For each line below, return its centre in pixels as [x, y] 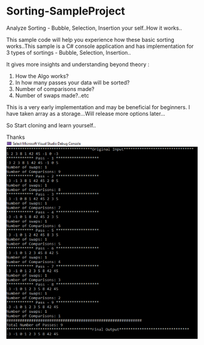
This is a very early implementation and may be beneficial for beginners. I [98, 107]
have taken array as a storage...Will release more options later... [86, 113]
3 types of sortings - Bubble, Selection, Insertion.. [69, 52]
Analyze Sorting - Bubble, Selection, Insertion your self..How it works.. [94, 28]
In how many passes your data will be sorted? [72, 82]
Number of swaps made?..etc [52, 95]
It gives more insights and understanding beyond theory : [78, 64]
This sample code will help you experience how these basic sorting [90, 39]
